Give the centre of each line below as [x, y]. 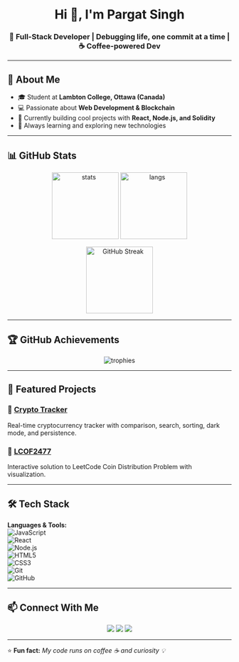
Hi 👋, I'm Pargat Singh [119, 15]
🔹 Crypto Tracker [37, 410]
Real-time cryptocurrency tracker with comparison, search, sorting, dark [114, 425]
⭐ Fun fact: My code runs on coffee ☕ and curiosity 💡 [86, 650]
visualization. [27, 474]
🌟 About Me [34, 79]
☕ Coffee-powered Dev [119, 46]
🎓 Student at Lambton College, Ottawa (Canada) [91, 97]
